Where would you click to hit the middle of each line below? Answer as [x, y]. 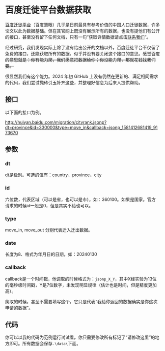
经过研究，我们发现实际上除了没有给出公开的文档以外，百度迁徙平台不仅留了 [82, 47]
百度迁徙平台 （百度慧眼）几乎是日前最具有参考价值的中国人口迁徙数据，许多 [82, 25]
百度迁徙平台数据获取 [48, 10]
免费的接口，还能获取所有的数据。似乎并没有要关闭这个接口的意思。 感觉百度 [82, 53]
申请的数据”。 [19, 308]
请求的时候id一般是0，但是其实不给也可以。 [49, 205]
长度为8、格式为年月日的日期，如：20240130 [51, 255]
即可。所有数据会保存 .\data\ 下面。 [45, 344]
